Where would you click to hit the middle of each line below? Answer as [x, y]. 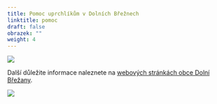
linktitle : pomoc [33, 20]
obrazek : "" [24, 33]
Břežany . [20, 80]
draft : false [26, 27]
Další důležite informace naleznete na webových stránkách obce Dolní [108, 73]
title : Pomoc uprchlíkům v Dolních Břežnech [73, 14]
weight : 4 [22, 40]
